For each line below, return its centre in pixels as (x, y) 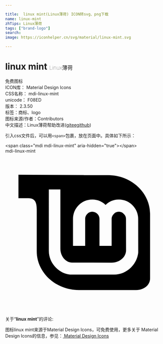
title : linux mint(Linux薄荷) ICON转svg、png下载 (57, 14)
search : (13, 33)
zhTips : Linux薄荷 (24, 24)
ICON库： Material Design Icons (38, 87)
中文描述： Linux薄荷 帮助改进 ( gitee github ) (48, 125)
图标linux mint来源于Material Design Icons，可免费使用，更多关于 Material (82, 329)
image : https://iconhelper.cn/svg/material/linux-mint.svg (68, 38)
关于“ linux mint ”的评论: (29, 319)
